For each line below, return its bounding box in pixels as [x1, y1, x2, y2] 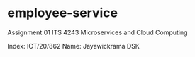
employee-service [7, 5, 118, 21]
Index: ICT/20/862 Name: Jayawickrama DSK [7, 42, 140, 50]
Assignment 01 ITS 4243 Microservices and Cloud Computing [7, 28, 188, 37]
